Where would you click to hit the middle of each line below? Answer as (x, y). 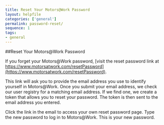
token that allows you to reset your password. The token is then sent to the (82, 97)
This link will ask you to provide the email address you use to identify (76, 81)
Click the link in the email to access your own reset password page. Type (80, 112)
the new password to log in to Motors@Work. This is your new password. (80, 117)
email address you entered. (33, 102)
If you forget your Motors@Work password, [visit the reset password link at (82, 61)
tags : (11, 33)
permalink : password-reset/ (34, 24)
